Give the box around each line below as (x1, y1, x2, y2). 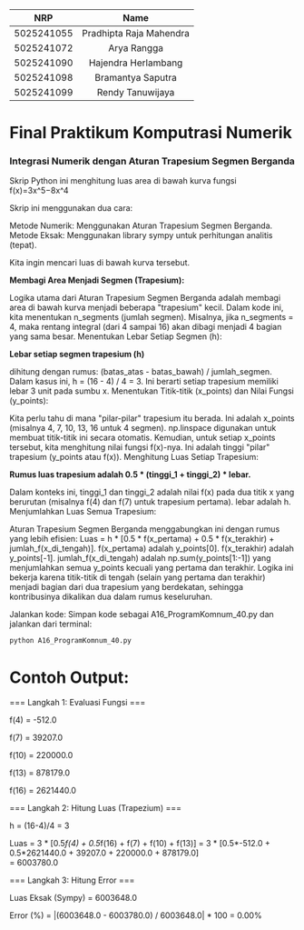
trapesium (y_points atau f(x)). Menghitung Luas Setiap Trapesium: (9, 452, 259, 463)
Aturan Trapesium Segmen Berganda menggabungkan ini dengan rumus (9, 524, 280, 535)
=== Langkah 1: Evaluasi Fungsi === (9, 697, 146, 708)
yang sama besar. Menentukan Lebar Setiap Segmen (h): (9, 331, 222, 342)
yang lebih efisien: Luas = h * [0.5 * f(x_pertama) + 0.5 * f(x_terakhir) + (9, 534, 275, 545)
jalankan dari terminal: (9, 618, 93, 630)
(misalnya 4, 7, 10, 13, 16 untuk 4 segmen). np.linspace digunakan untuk (9, 423, 277, 434)
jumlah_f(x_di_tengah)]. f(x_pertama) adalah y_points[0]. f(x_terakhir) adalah (9, 543, 295, 554)
